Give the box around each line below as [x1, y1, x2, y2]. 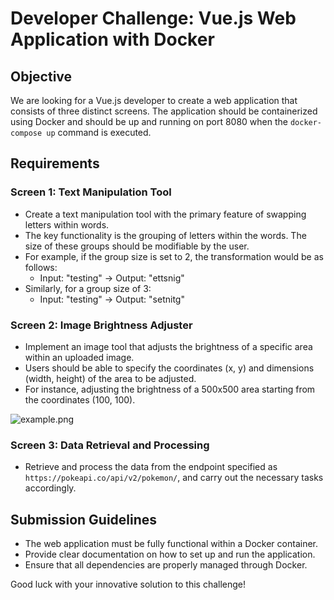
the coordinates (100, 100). [24, 393, 136, 406]
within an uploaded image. [24, 351, 135, 363]
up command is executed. [46, 127, 152, 138]
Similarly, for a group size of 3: [24, 282, 152, 294]
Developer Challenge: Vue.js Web [10, 7, 297, 30]
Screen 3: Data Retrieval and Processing [10, 438, 210, 452]
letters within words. [24, 218, 110, 231]
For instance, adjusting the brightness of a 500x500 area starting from [24, 383, 316, 395]
